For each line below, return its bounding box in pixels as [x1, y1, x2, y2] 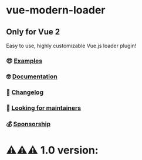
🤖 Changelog [6, 88, 44, 96]
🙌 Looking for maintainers [6, 103, 81, 112]
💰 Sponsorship [6, 120, 51, 128]
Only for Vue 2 [6, 27, 60, 37]
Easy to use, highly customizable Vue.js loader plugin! [6, 42, 137, 49]
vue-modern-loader [6, 4, 106, 17]
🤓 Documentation [6, 72, 58, 81]
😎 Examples [6, 57, 43, 65]
